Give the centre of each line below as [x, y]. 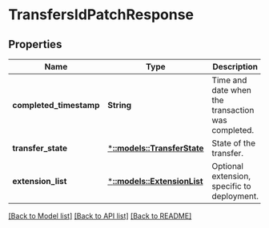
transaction [233, 110]
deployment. [235, 196]
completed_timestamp [56, 105]
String [120, 105]
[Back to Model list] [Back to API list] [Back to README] [100, 216]
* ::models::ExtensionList [155, 181]
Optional [228, 166]
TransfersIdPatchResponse [101, 15]
